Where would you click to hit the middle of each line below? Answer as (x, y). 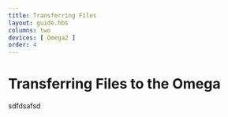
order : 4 (22, 45)
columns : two (30, 30)
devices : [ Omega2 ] (42, 38)
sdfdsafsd (24, 106)
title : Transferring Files (52, 15)
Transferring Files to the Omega (114, 84)
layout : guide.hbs (38, 23)
